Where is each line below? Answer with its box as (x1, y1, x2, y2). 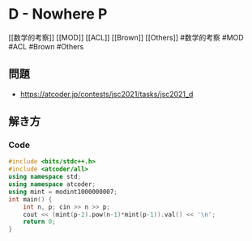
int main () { (8, 195, 53, 203)
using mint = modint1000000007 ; (8, 188, 117, 196)
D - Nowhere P (8, 5, 108, 23)
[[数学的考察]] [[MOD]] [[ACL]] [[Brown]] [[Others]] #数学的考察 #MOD (8, 32, 245, 42)
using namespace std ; (8, 173, 82, 181)
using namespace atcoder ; (8, 180, 96, 188)
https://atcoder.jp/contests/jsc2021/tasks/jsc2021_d (19, 89, 194, 99)
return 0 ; (23, 218, 57, 226)
